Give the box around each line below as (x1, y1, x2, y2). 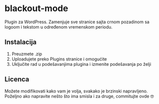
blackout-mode (4, 3, 69, 14)
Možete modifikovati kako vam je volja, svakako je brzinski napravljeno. (4, 88, 148, 94)
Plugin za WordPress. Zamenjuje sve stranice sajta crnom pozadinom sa (4, 19, 150, 25)
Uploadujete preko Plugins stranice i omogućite (11, 56, 107, 62)
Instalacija (4, 38, 37, 46)
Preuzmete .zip (11, 51, 42, 57)
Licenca (4, 75, 30, 84)
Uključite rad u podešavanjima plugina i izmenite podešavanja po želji (11, 61, 152, 67)
